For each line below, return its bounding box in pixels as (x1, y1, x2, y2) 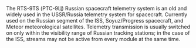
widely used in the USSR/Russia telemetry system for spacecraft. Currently (6, 11, 188, 18)
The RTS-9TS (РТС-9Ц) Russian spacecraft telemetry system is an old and (6, 5, 187, 12)
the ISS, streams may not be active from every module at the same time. (6, 36, 181, 42)
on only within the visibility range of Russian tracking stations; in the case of (6, 29, 190, 36)
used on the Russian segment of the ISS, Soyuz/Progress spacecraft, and (6, 17, 184, 24)
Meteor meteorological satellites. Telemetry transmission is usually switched (6, 23, 191, 30)
